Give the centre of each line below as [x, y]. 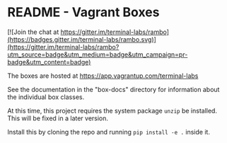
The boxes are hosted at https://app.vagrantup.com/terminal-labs [103, 76]
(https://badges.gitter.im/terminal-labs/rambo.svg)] [82, 39]
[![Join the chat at [33, 32]
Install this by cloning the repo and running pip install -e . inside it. [109, 132]
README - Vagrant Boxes [83, 12]
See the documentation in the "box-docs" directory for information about [113, 89]
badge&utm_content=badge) [49, 62]
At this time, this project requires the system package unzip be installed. [112, 110]
